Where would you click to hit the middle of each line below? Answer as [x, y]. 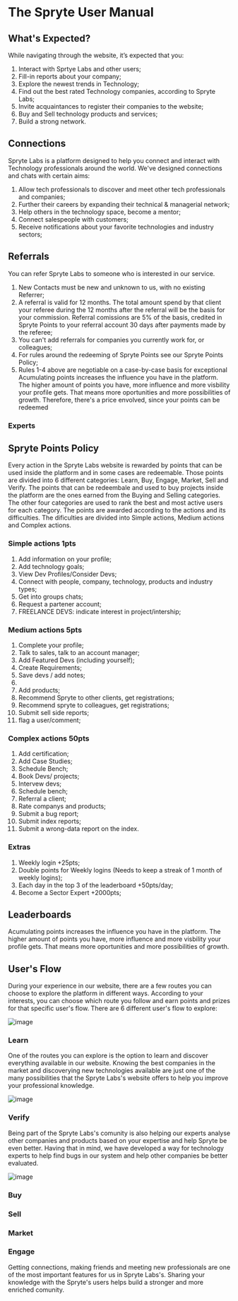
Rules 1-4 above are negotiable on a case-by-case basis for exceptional [123, 370]
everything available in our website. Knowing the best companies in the [112, 1063]
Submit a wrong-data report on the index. [79, 829]
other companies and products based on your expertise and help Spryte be [118, 1140]
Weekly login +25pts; [49, 863]
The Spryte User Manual [81, 12]
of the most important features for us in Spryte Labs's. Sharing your [107, 1274]
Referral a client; [42, 799]
